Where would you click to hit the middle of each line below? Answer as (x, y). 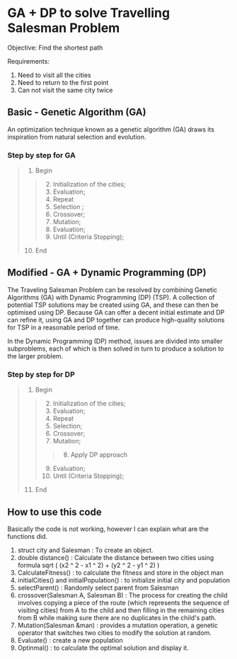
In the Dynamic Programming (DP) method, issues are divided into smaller (115, 341)
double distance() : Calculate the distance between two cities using (116, 557)
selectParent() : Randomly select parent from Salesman (98, 588)
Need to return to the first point (63, 82)
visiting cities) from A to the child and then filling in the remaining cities (121, 610)
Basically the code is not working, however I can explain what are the (108, 529)
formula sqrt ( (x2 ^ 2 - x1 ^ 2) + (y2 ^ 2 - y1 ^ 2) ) (88, 565)
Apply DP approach (99, 455)
